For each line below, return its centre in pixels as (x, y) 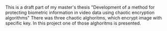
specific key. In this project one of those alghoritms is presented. (73, 23)
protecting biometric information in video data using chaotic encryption (80, 12)
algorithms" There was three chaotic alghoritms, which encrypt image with (83, 18)
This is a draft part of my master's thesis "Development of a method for (80, 7)
